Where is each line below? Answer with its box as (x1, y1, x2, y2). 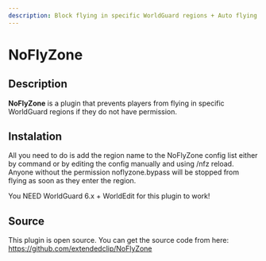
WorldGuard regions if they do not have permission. (8, 106, 177, 116)
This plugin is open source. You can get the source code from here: (8, 236, 229, 245)
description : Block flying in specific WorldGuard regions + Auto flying (8, 11, 258, 20)
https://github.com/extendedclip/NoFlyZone (8, 244, 152, 254)
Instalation (8, 130, 62, 144)
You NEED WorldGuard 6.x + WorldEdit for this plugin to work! (8, 191, 210, 201)
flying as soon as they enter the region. (8, 176, 137, 186)
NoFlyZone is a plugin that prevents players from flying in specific (8, 98, 225, 108)
